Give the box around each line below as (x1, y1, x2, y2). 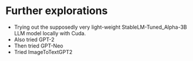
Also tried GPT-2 (14, 36, 55, 43)
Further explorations (5, 4, 108, 18)
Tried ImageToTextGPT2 (14, 48, 73, 55)
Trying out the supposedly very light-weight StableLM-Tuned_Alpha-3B (14, 23, 188, 30)
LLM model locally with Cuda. (14, 29, 86, 36)
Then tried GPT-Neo (14, 42, 64, 49)
